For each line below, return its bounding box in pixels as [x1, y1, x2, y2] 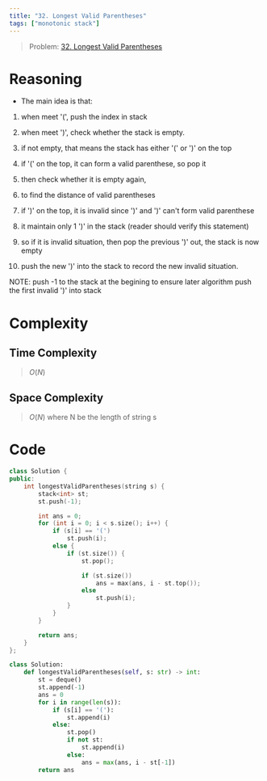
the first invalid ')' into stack [9, 286, 102, 296]
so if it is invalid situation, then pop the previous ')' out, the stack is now [20, 237, 260, 247]
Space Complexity [9, 391, 104, 405]
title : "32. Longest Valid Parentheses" [9, 11, 148, 20]
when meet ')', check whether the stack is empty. [20, 128, 185, 137]
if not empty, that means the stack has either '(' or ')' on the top [20, 143, 232, 153]
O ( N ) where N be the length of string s [28, 413, 157, 422]
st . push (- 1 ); [38, 498, 82, 506]
